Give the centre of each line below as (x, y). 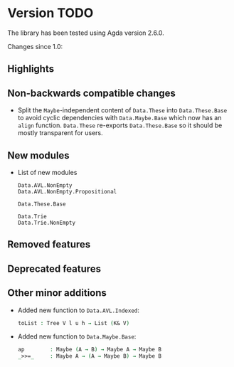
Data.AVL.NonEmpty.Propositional (67, 191)
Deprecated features (54, 268)
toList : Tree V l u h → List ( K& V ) (74, 323)
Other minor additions (57, 293)
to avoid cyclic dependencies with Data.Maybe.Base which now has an (119, 118)
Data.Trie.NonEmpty (47, 223)
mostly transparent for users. (60, 133)
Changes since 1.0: (35, 46)
